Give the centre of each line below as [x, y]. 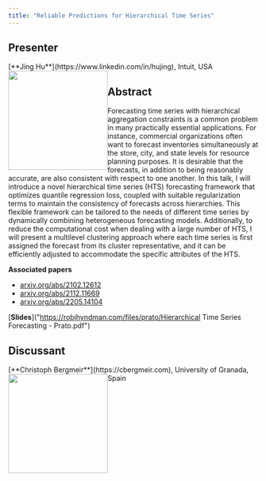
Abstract [130, 92]
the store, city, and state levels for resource [179, 153]
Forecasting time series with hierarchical [174, 111]
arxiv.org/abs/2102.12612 [60, 285]
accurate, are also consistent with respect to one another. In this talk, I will [129, 179]
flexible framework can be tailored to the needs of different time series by [129, 212]
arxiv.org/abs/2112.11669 [60, 294]
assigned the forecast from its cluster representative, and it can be [117, 246]
